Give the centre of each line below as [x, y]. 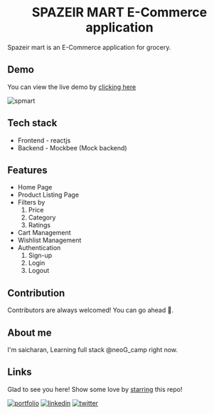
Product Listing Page [48, 195]
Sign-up [40, 255]
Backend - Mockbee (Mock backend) [72, 148]
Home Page [35, 187]
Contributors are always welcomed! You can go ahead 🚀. [91, 310]
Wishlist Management [49, 240]
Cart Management [44, 233]
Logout [39, 271]
